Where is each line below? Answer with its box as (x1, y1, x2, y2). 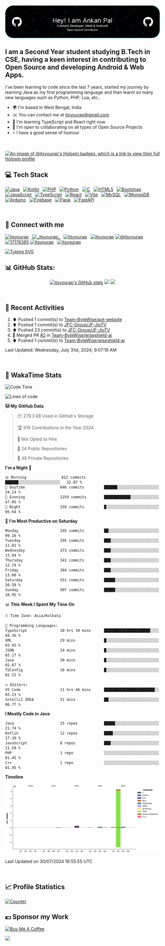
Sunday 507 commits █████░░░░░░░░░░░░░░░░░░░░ (5, 587, 160, 592)
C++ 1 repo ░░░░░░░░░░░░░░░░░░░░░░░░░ (5, 760, 160, 765)
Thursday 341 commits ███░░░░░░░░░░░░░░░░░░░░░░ (5, 558, 160, 563)
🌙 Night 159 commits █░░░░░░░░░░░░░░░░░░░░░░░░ (5, 504, 160, 509)
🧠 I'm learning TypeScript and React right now (12, 119, 106, 125)
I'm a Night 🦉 (5, 465, 32, 471)
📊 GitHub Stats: (5, 263, 55, 272)
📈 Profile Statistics (5, 883, 65, 891)
